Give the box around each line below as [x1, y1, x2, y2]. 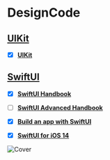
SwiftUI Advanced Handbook [17, 103, 103, 112]
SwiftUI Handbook [17, 89, 72, 98]
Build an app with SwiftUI [17, 118, 92, 125]
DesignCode [7, 5, 81, 21]
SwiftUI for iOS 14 [17, 132, 70, 140]
